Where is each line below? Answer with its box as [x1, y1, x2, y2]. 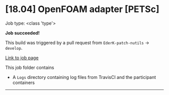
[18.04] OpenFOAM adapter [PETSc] [5, 4, 159, 15]
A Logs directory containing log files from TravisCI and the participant [12, 74, 156, 80]
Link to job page [5, 54, 39, 61]
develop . [5, 45, 23, 51]
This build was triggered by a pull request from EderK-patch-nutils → [5, 39, 149, 46]
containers [12, 79, 35, 85]
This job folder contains [5, 64, 54, 70]
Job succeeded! [5, 30, 40, 36]
